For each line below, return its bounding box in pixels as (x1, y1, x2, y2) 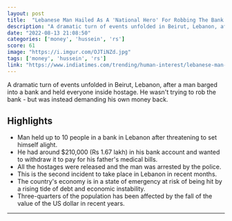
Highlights (7, 115, 53, 127)
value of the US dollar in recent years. (17, 200, 126, 208)
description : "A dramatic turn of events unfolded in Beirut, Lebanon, (7, 23, 217, 30)
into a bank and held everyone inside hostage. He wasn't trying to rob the (7, 88, 216, 96)
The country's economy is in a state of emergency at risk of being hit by (17, 177, 222, 186)
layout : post (7, 10, 45, 17)
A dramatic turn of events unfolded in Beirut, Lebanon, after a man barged (7, 80, 217, 88)
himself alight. (17, 141, 57, 149)
